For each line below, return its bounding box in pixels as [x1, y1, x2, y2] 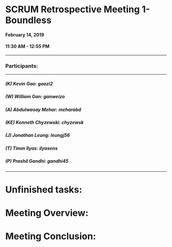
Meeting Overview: [5, 207, 89, 218]
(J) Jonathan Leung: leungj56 [5, 132, 70, 139]
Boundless [5, 14, 52, 26]
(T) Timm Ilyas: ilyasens [5, 145, 58, 151]
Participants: [5, 62, 38, 70]
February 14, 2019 [5, 32, 45, 38]
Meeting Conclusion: [5, 231, 96, 242]
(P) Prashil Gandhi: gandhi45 [5, 158, 69, 164]
